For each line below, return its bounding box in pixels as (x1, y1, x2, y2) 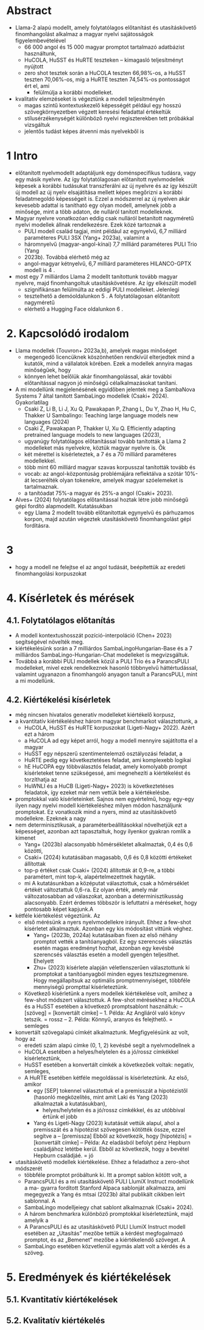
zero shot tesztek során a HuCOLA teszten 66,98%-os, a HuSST (24, 69, 186, 76)
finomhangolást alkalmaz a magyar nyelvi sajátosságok (15, 30, 154, 37)
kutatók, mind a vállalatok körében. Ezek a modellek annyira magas (24, 359, 193, 367)
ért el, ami (24, 82, 50, 89)
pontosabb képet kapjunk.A (24, 905, 94, 913)
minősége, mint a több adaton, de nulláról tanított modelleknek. (15, 208, 174, 215)
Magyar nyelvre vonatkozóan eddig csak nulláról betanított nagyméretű (15, 214, 194, 221)
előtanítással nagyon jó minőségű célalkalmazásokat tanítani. (24, 379, 178, 386)
